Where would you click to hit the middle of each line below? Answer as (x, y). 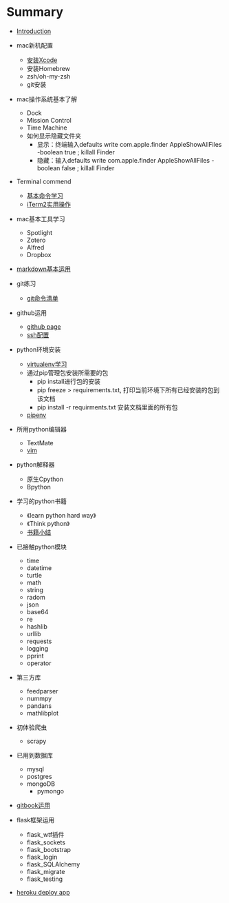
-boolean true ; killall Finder (76, 152)
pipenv (36, 415)
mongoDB (41, 784)
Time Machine (47, 128)
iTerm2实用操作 (49, 204)
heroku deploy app (43, 892)
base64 (37, 611)
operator (39, 663)
